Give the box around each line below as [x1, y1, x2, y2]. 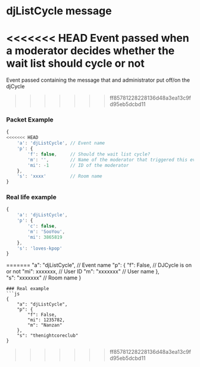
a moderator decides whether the [6, 44, 175, 58]
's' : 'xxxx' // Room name [17, 173, 102, 179]
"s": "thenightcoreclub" [17, 332, 79, 339]
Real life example [6, 193, 57, 201]
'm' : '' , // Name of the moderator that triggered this [27, 157, 187, 163]
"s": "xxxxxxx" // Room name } [6, 274, 82, 281]
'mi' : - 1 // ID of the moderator [27, 162, 129, 168]
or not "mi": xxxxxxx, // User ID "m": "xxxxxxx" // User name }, [6, 268, 160, 275]
